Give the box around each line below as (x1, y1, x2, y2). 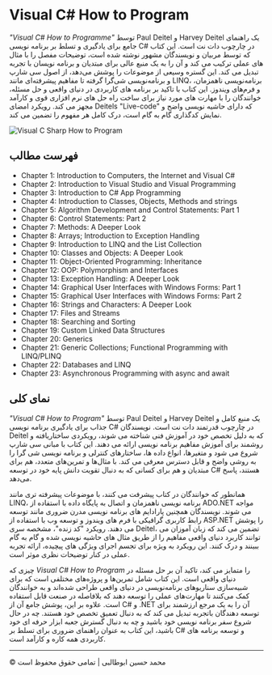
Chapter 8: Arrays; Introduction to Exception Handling (20, 231, 200, 240)
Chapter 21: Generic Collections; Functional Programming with (20, 342, 228, 352)
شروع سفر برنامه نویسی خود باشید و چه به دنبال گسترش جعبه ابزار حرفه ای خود (9, 617, 252, 626)
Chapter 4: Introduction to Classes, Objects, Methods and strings (20, 196, 237, 206)
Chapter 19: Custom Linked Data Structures (20, 325, 165, 335)
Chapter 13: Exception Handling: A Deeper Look (20, 274, 180, 283)
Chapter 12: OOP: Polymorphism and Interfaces (20, 265, 178, 274)
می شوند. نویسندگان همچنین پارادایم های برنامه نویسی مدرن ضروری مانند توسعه (9, 506, 252, 516)
